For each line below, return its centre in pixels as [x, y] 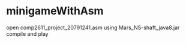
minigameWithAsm [55, 11]
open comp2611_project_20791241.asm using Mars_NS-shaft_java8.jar [93, 27]
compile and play [28, 33]
